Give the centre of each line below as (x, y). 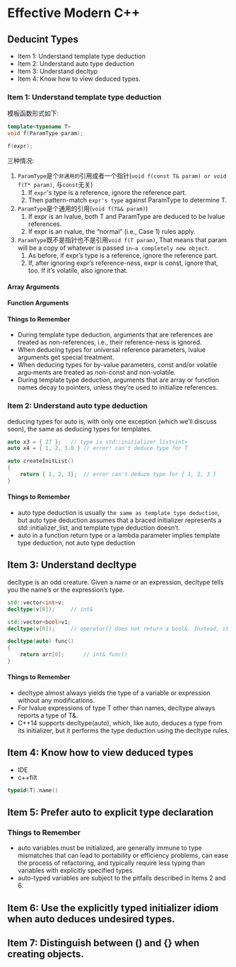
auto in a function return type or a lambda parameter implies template (119, 536)
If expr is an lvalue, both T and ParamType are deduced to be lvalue (126, 216)
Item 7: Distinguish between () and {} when (104, 943)
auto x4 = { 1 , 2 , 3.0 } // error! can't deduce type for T (98, 448)
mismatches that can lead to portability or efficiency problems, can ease (123, 856)
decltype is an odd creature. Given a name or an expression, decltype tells (116, 582)
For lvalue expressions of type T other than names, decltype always (116, 708)
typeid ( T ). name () (33, 790)
